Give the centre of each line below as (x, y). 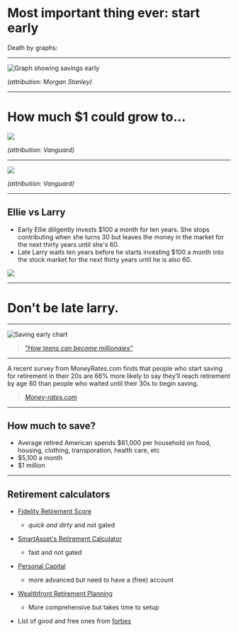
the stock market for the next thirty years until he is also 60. (105, 259)
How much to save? (52, 426)
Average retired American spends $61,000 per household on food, (114, 443)
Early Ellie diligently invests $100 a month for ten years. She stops (114, 229)
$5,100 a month (40, 458)
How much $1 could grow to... (97, 117)
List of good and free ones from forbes (74, 621)
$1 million (31, 466)
